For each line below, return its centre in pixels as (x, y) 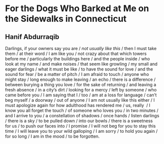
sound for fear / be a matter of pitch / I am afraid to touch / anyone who (77, 74)
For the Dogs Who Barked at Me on (77, 9)
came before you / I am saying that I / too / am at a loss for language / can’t (81, 95)
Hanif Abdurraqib (32, 37)
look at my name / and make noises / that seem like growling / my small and (81, 64)
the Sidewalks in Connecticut (66, 19)
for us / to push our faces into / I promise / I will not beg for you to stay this (80, 126)
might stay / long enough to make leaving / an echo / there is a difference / (80, 79)
